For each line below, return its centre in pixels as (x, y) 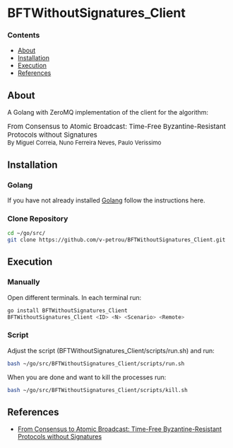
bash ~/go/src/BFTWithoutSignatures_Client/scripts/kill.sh (98, 390)
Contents (24, 35)
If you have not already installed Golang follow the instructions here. (106, 200)
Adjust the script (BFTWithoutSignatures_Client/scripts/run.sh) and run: (111, 350)
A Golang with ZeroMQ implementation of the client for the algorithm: (108, 113)
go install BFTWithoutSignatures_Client (68, 310)
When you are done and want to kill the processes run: (87, 377)
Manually (24, 282)
